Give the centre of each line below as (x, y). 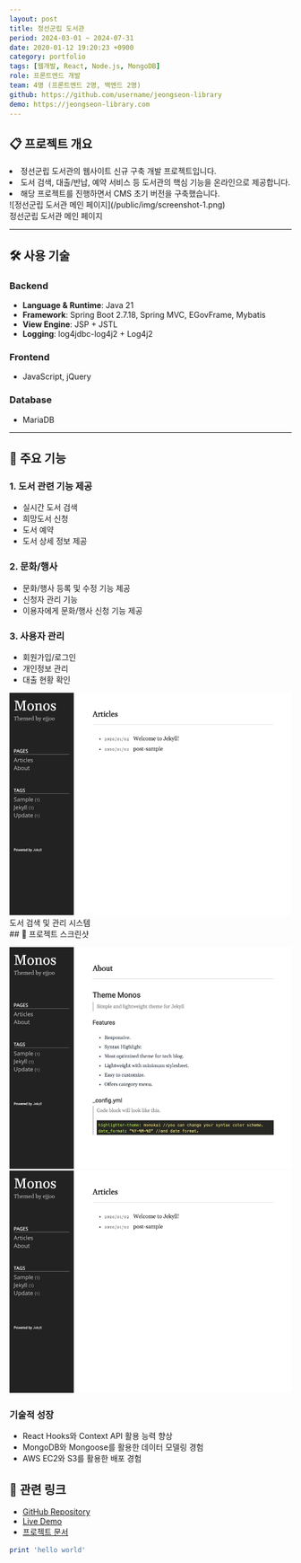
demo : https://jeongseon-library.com (80, 104)
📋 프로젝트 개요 (51, 144)
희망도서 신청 (45, 519)
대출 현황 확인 (46, 679)
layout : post (34, 19)
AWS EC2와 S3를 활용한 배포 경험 (82, 1459)
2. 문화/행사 (34, 567)
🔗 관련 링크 (38, 1490)
